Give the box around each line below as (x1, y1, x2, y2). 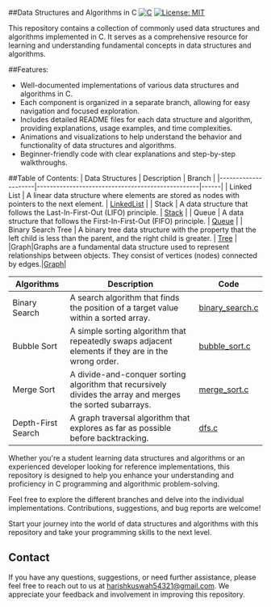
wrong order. (69, 356, 119, 367)
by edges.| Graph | (8, 259, 67, 268)
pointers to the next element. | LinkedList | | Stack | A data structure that (8, 199, 248, 209)
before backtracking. (69, 432, 149, 444)
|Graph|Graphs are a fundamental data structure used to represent (8, 242, 230, 251)
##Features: (8, 65, 49, 74)
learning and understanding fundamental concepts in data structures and (8, 40, 252, 50)
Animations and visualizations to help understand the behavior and (19, 132, 242, 141)
